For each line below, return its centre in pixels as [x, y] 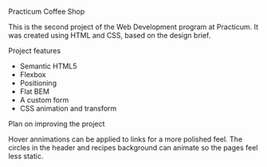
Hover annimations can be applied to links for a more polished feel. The [126, 139]
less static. [26, 156]
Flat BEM [35, 91]
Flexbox [33, 74]
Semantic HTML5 [48, 66]
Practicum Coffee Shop [47, 12]
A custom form [44, 100]
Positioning [38, 83]
